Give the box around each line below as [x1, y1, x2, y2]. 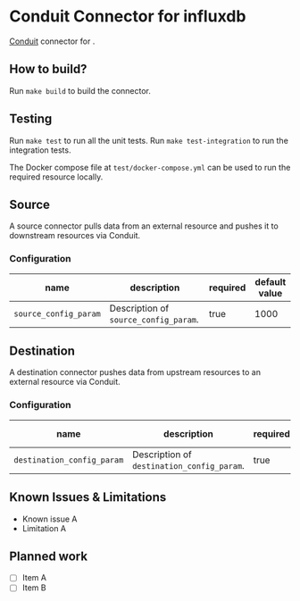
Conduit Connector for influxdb [9, 6, 246, 27]
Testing [9, 112, 53, 127]
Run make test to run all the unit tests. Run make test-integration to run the [9, 135, 288, 146]
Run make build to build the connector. [9, 85, 152, 96]
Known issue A [21, 513, 78, 524]
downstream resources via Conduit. [9, 230, 141, 241]
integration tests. [9, 145, 71, 155]
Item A [21, 572, 47, 583]
